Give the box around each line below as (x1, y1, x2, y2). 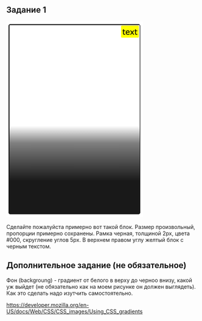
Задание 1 (6, 5, 47, 15)
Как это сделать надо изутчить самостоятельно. (6, 289, 133, 297)
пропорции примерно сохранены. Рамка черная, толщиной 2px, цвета (6, 230, 190, 237)
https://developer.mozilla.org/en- (6, 301, 89, 308)
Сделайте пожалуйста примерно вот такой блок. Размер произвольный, (6, 223, 196, 230)
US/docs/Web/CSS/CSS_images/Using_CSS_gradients (6, 308, 143, 315)
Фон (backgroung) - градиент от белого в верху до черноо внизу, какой (6, 277, 193, 284)
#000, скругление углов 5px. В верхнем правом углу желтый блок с (6, 236, 184, 243)
